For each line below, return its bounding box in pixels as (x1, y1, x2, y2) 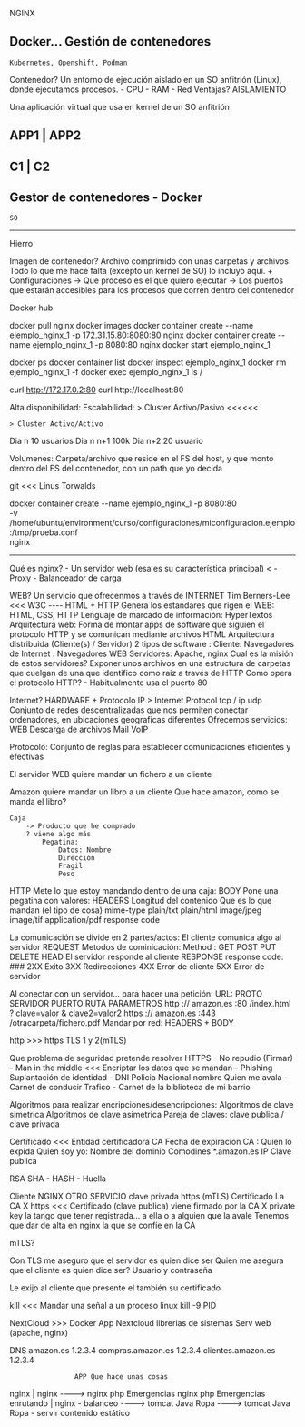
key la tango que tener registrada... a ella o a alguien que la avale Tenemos (9, 1210, 289, 1221)
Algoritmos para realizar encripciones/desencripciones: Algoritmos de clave (9, 1099, 294, 1110)
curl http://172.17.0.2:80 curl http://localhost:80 (9, 384, 184, 395)
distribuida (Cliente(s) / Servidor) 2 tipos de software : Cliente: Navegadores (9, 639, 295, 650)
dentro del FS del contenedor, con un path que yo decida (9, 463, 223, 474)
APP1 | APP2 (9, 127, 82, 144)
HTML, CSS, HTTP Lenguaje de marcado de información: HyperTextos (9, 610, 273, 621)
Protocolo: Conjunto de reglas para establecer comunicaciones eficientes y (9, 742, 291, 753)
